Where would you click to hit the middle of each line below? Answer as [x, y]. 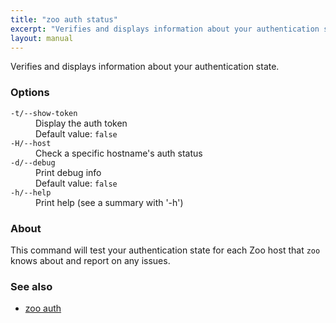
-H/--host [31, 143]
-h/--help [31, 192]
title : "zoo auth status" [64, 19]
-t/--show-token [44, 113]
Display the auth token [81, 123]
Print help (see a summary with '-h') [109, 202]
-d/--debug [33, 162]
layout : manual [42, 38]
